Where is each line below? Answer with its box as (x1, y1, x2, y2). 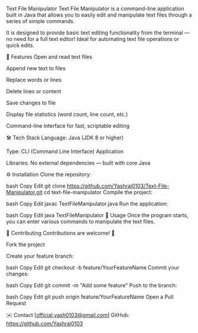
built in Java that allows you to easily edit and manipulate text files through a (6, 11, 192, 18)
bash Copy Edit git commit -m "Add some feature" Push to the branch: (6, 282, 177, 288)
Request (6, 300, 27, 306)
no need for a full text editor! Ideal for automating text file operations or (6, 36, 179, 42)
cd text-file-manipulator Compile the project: (44, 189, 152, 195)
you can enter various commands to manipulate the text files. (6, 218, 155, 225)
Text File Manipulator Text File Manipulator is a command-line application (6, 5, 184, 12)
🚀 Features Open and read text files (6, 53, 93, 60)
